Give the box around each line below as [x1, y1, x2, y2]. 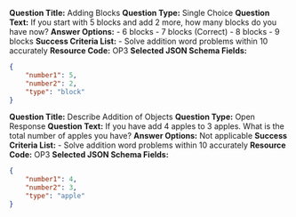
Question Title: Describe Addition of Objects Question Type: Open [9, 111, 256, 123]
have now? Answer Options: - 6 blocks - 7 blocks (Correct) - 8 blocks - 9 [9, 27, 280, 36]
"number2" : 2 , [25, 79, 77, 88]
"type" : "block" [25, 87, 86, 96]
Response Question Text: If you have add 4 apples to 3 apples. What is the [9, 121, 284, 132]
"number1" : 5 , [25, 70, 77, 79]
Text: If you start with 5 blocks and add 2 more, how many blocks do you [9, 17, 277, 28]
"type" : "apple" [25, 191, 86, 200]
